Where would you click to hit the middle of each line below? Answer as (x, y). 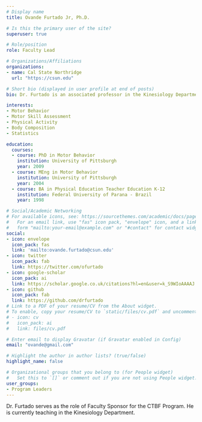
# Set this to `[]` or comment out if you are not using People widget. (102, 378)
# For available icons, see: (43, 217)
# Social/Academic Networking (44, 211)
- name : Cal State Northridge (44, 72)
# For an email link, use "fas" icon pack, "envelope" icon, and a (95, 222)
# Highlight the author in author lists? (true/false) (76, 356)
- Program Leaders (29, 389)
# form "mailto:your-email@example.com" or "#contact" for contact (95, 228)
